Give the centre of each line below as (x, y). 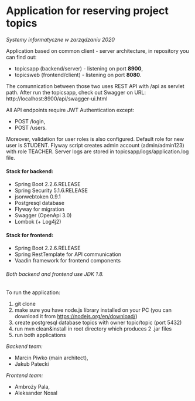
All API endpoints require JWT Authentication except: (70, 110)
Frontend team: (25, 375)
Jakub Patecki (32, 364)
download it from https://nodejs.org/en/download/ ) (76, 316)
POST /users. (30, 127)
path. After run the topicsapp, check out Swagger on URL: (76, 92)
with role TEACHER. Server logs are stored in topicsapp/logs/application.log (97, 151)
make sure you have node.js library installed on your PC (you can (93, 310)
